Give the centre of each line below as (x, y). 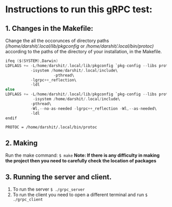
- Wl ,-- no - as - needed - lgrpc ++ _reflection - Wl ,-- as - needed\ (94, 109)
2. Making (21, 143)
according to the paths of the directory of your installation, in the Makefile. (84, 51)
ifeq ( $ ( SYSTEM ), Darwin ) (32, 61)
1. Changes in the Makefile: (49, 28)
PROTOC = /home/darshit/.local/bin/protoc (51, 127)
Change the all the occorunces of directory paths (57, 40)
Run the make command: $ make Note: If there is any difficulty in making (82, 155)
